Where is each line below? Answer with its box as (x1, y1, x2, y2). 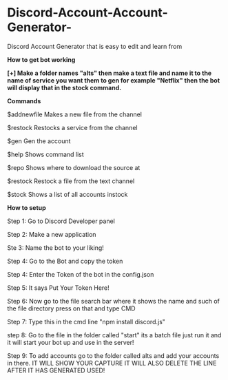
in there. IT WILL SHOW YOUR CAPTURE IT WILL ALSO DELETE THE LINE (7, 359, 217, 367)
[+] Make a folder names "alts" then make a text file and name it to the (7, 69, 212, 77)
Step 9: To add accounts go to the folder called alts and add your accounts (7, 351, 220, 359)
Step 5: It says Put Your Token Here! (7, 284, 110, 292)
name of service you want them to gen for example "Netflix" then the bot (7, 76, 220, 84)
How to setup (7, 203, 46, 211)
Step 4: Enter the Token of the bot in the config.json (7, 270, 154, 278)
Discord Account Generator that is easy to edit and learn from (7, 42, 183, 50)
